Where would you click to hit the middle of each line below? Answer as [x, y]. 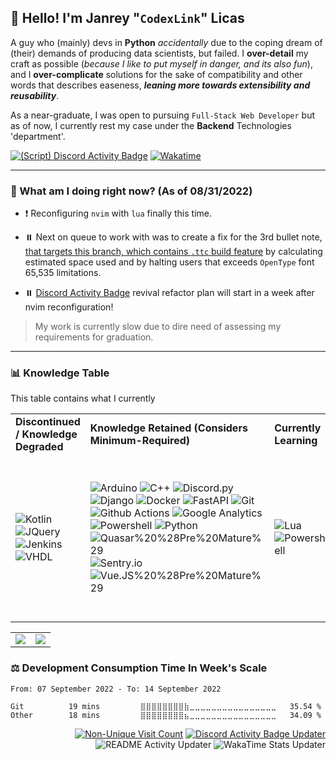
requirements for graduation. [94, 337]
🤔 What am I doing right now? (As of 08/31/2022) [131, 191]
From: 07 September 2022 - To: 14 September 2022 [116, 689]
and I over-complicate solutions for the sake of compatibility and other [156, 74]
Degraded [39, 447]
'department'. [38, 136]
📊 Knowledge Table [60, 373]
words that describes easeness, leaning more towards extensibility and [160, 85]
